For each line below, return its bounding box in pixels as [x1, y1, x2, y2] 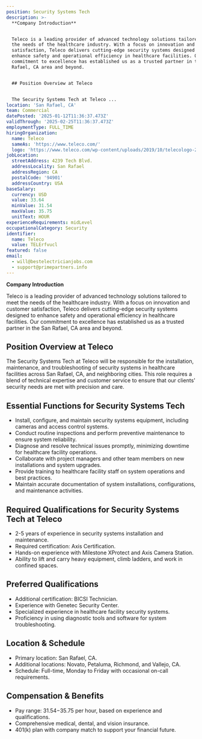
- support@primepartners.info [11, 264, 87, 270]
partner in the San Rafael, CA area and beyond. [6, 324, 123, 332]
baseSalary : [6, 186, 36, 192]
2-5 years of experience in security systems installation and [14, 530, 164, 537]
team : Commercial [6, 108, 50, 114]
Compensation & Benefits [6, 691, 104, 701]
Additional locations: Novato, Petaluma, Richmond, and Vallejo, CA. [14, 660, 181, 668]
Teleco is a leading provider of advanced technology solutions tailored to [6, 292, 187, 300]
